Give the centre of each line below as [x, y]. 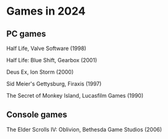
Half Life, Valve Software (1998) [47, 48]
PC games [26, 34]
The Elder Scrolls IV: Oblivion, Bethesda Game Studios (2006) [84, 129]
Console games [37, 115]
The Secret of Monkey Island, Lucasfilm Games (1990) [75, 95]
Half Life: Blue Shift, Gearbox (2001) [52, 60]
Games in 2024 [46, 11]
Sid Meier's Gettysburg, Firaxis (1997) [54, 84]
